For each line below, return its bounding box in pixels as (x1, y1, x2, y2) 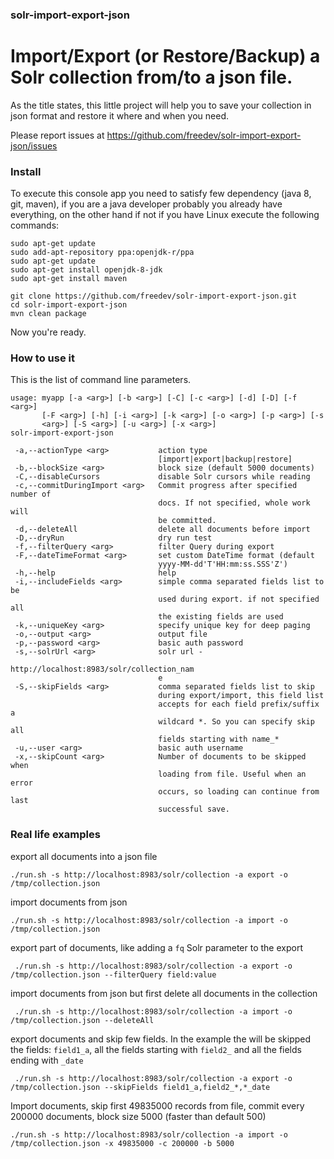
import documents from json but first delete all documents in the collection (10, 987, 318, 999)
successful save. (158, 804, 230, 815)
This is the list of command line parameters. (10, 374, 192, 386)
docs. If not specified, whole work (158, 498, 311, 508)
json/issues (10, 139, 58, 152)
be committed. (158, 516, 217, 526)
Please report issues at (10, 129, 105, 141)
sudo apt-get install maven (10, 274, 128, 284)
